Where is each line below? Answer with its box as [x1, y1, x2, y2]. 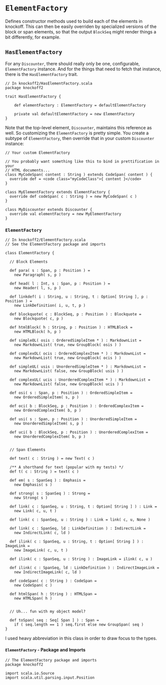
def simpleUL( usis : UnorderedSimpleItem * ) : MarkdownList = [9, 364, 146, 369]
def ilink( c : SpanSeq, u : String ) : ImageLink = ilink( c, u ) [9, 557, 153, 562]
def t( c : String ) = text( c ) [9, 469, 79, 474]
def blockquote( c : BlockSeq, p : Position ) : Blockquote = [9, 312, 142, 317]
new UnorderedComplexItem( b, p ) [14, 434, 86, 439]
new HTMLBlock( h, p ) [14, 329, 61, 334]
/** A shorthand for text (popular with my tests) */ [9, 465, 124, 470]
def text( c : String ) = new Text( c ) [9, 456, 95, 461]
